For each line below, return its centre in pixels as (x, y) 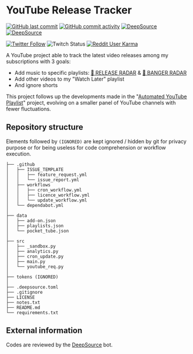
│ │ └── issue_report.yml (43, 180)
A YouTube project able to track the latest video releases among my (87, 55)
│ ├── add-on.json (31, 221)
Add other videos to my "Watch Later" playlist (69, 79)
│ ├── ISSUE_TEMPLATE (35, 169)
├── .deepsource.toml (32, 287)
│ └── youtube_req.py (35, 266)
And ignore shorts (36, 85)
